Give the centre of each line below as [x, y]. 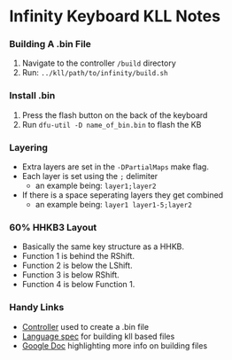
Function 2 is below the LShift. [77, 266]
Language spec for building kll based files [98, 336]
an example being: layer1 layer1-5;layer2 [113, 205]
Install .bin [32, 96]
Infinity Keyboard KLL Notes [115, 16]
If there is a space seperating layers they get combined [123, 195]
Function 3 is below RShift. [70, 275]
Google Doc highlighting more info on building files [115, 345]
